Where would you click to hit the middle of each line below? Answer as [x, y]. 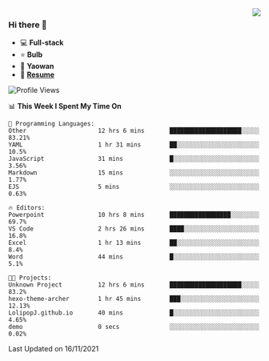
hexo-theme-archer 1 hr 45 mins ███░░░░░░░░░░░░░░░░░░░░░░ [134, 299]
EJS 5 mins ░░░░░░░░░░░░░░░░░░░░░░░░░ [134, 187]
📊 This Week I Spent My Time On [65, 106]
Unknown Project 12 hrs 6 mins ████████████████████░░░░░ [134, 285]
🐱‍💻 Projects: [30, 278]
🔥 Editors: [27, 208]
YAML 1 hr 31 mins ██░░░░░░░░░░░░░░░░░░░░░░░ [134, 145]
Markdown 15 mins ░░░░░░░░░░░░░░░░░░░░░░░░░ [134, 173]
